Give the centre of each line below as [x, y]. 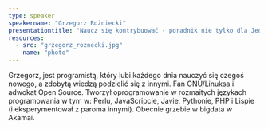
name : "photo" [46, 53]
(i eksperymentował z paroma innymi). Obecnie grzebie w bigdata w [120, 109]
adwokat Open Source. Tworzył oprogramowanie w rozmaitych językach [128, 92]
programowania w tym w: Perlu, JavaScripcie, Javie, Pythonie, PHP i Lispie [132, 101]
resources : [26, 38]
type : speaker [32, 16]
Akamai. [22, 117]
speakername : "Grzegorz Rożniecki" [67, 23]
